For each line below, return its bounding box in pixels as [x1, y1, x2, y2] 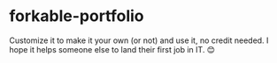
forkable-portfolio [9, 6, 144, 26]
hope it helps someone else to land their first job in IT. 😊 [9, 44, 215, 54]
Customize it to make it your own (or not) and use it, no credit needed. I [9, 35, 269, 45]
